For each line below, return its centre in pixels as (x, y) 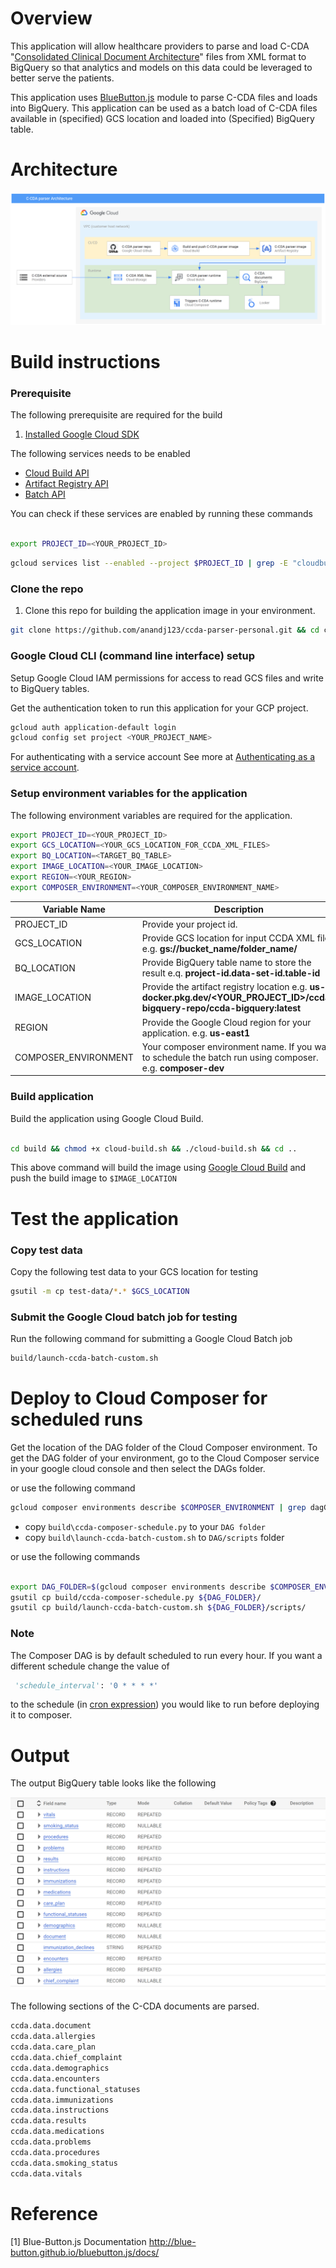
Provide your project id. (189, 924)
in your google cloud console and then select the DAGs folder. (138, 1468)
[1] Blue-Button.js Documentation (78, 2241)
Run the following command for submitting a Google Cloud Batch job (151, 1339)
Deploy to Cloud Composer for (139, 1398)
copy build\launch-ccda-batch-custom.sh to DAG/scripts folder (154, 1537)
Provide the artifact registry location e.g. (224, 987)
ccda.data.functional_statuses (75, 2089)
